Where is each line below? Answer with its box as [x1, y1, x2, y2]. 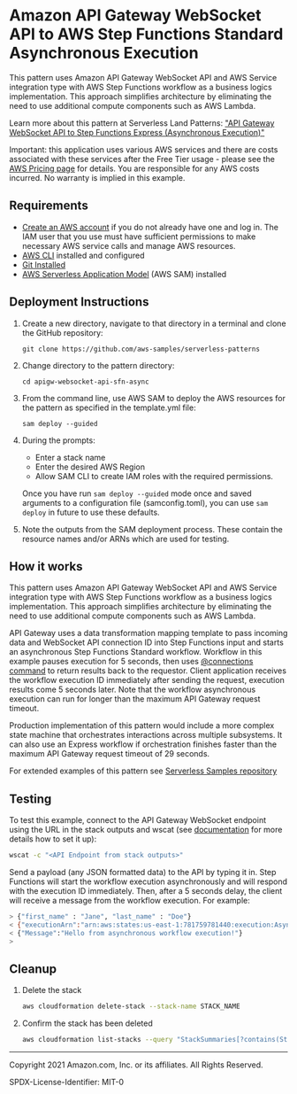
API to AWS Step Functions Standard [9, 24, 284, 44]
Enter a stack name [34, 452, 106, 462]
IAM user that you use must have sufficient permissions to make [21, 231, 256, 242]
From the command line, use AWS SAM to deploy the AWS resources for [21, 392, 286, 403]
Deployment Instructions [9, 294, 149, 310]
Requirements [9, 198, 88, 213]
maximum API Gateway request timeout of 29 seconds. [9, 749, 210, 759]
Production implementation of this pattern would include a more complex [9, 720, 275, 731]
